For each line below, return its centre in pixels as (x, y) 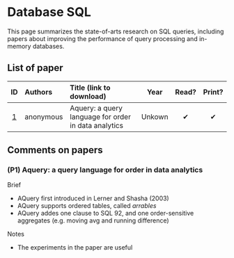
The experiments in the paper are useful (75, 248)
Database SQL (49, 12)
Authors (39, 92)
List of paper (36, 68)
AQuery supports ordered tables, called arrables (87, 206)
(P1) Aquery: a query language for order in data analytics (105, 170)
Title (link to (90, 88)
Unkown (155, 117)
